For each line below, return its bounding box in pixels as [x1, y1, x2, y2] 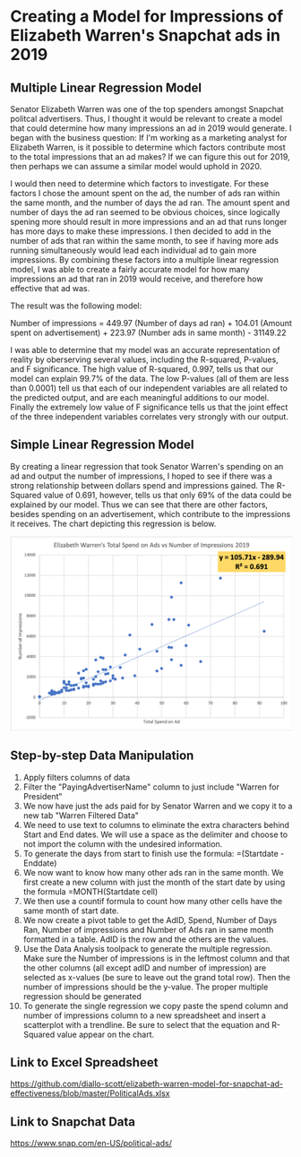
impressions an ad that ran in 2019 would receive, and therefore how [10, 273, 263, 284]
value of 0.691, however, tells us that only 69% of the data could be [43, 489, 292, 500]
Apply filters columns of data [22, 772, 131, 782]
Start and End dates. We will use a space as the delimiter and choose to [22, 829, 288, 840]
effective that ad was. [10, 283, 90, 293]
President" [22, 790, 63, 801]
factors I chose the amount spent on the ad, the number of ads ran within [10, 188, 280, 198]
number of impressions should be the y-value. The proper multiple [22, 981, 269, 992]
